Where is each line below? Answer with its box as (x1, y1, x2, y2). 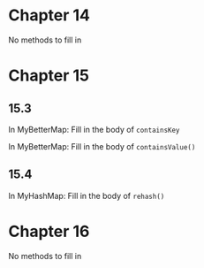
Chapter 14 (8, 5, 90, 26)
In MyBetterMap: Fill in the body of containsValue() (8, 141, 196, 151)
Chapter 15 (8, 65, 90, 86)
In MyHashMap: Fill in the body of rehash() (8, 190, 165, 201)
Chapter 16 (8, 221, 90, 241)
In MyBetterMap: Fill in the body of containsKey (8, 124, 180, 134)
